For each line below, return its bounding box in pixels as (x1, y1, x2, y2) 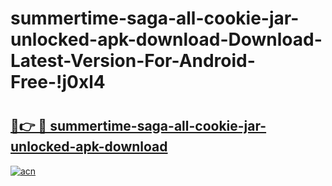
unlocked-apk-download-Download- (10, 28, 323, 51)
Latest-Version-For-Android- (10, 50, 256, 72)
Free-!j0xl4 (10, 71, 106, 94)
